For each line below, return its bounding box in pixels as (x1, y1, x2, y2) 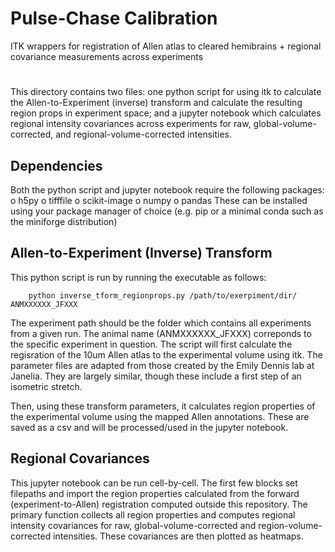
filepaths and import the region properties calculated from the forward (10, 487, 300, 499)
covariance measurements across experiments (10, 50, 204, 62)
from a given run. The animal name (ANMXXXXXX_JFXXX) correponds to (10, 327, 312, 339)
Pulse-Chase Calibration (10, 7, 218, 30)
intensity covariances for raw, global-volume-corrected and (10, 519, 257, 531)
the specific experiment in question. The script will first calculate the (10, 338, 293, 350)
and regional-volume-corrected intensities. (55, 128, 232, 141)
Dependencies (10, 157, 103, 174)
